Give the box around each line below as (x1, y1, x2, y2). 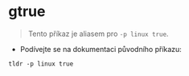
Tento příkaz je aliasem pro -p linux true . (27, 29, 169, 38)
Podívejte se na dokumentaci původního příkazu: (19, 44, 183, 54)
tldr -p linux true (8, 59, 74, 68)
